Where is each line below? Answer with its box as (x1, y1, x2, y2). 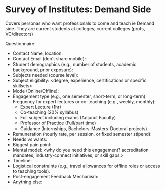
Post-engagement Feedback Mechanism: (12, 173, 99, 179)
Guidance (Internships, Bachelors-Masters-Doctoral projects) (20, 125, 147, 132)
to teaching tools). (12, 168, 50, 174)
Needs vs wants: (12, 136, 48, 142)
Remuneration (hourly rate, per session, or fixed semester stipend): (12, 131, 152, 137)
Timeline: (12, 157, 32, 163)
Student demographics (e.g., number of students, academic (12, 61, 137, 67)
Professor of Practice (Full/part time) (20, 120, 96, 126)
